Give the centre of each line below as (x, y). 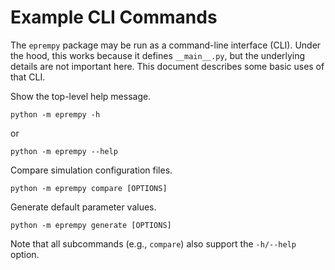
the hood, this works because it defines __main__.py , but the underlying (158, 55)
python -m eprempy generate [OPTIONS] (91, 225)
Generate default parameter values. (83, 207)
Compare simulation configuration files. (91, 170)
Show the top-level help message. (81, 96)
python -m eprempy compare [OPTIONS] (89, 188)
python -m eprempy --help (64, 151)
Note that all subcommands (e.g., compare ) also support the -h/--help (153, 243)
